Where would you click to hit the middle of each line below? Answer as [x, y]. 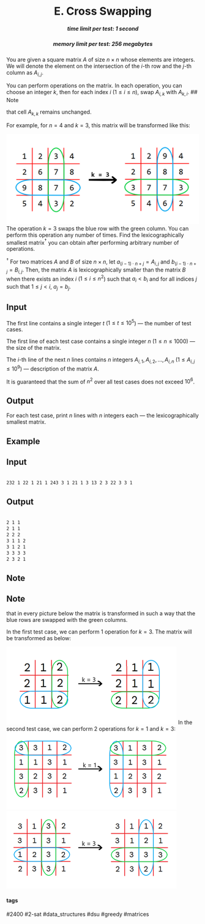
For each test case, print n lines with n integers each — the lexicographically [102, 416]
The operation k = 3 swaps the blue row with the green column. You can [98, 228]
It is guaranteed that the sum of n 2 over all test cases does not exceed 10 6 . [101, 381]
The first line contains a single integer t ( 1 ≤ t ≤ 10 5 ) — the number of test [99, 322]
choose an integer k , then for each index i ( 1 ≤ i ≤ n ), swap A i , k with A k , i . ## [102, 93]
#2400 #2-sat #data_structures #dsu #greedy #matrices [78, 914]
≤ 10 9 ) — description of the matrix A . [53, 368]
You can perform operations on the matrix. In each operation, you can [94, 86]
